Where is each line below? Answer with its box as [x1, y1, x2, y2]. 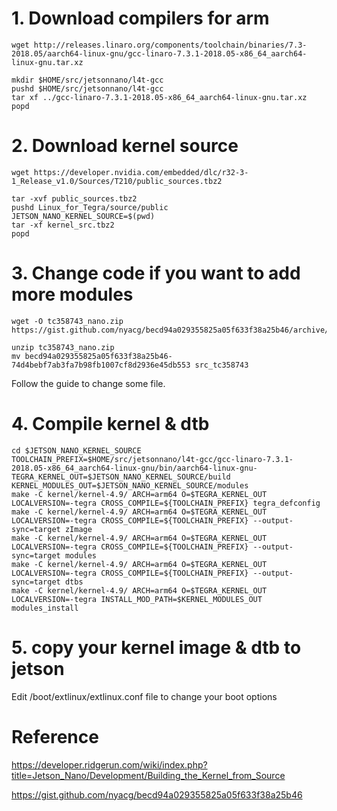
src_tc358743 [194, 360, 249, 370]
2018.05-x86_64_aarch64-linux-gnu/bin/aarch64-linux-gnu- [11, 463, 258, 473]
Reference [11, 725, 99, 748]
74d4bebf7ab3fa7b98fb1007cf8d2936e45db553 [11, 360, 191, 370]
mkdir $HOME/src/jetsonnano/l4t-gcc [11, 75, 164, 85]
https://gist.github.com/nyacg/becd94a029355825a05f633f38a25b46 [11, 788, 303, 801]
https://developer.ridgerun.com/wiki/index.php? [11, 758, 208, 771]
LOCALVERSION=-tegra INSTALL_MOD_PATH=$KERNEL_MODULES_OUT [11, 594, 263, 604]
